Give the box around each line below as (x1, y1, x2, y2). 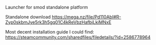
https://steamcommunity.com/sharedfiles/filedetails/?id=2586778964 (5, 34, 151, 40)
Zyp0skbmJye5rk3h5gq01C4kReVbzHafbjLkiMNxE (5, 19, 111, 25)
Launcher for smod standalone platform (5, 4, 88, 10)
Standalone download (5, 14, 51, 19)
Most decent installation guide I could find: (5, 29, 95, 34)
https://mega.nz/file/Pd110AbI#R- (52, 14, 122, 19)
